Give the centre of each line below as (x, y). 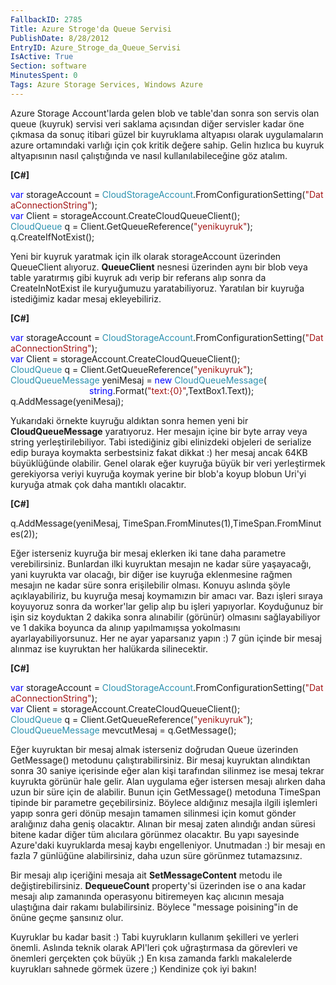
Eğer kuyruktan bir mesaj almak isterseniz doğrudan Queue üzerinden (154, 749)
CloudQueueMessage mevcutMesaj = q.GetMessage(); (123, 730)
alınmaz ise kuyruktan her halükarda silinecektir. (109, 648)
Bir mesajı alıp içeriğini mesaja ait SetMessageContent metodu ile (146, 875)
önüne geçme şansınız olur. (67, 917)
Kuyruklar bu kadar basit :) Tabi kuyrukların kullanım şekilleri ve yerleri (154, 937)
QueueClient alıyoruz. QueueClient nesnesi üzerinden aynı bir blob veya (159, 267)
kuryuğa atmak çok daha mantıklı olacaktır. (98, 484)
